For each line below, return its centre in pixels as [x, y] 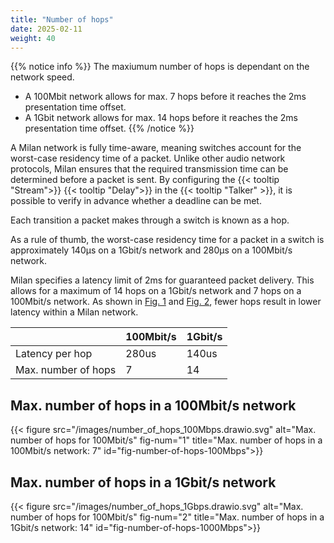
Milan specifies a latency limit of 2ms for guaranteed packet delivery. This [162, 280]
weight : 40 [33, 38]
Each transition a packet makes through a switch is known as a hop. [150, 220]
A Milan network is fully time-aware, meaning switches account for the [156, 148]
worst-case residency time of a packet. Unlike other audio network [148, 158]
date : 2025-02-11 [46, 29]
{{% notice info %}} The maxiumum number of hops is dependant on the [160, 67]
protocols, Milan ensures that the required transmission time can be [149, 169]
